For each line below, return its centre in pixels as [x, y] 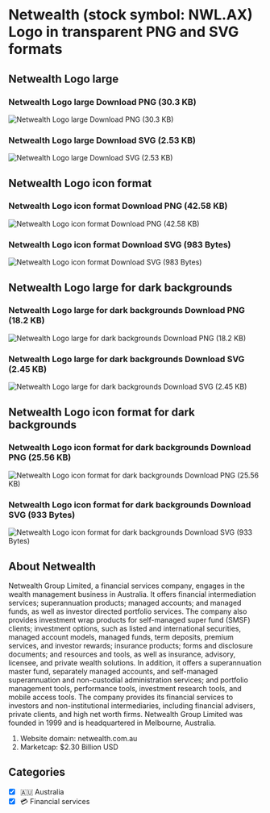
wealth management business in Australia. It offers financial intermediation [132, 594]
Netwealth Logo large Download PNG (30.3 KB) [102, 102]
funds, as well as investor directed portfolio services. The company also [128, 611]
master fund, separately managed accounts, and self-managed [113, 671]
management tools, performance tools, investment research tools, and [125, 688]
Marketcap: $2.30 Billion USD [69, 747]
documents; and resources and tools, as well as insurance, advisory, [122, 654]
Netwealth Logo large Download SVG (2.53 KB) [102, 140]
